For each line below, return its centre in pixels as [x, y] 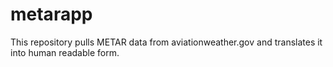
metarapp [51, 14]
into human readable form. [65, 52]
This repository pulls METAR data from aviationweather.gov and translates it [166, 42]
